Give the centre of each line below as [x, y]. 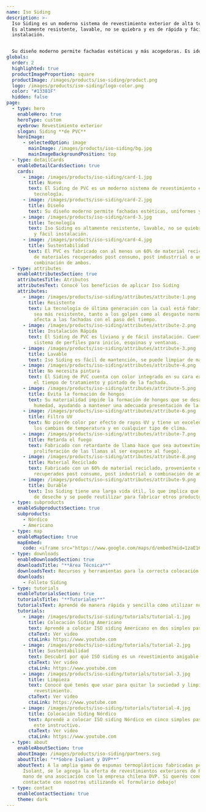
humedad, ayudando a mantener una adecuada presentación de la [116, 405]
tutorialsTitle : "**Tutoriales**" [61, 599]
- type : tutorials [36, 588]
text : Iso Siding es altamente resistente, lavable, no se [105, 228]
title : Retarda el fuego [60, 440]
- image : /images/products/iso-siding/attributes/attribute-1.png [109, 297]
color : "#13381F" [34, 92]
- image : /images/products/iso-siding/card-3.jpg [87, 217]
